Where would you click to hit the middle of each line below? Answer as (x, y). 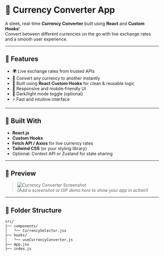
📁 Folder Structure (33, 210)
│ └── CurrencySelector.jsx (36, 231)
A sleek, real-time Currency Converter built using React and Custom (75, 23)
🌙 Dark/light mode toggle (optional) (48, 94)
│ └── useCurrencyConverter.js (39, 240)
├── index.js (18, 249)
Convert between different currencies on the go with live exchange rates (78, 34)
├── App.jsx (17, 244)
